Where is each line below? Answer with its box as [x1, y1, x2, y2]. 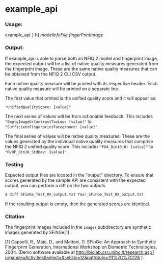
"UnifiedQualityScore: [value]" [5, 104, 71, 110]
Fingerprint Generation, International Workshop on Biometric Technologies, [5, 244, 157, 250]
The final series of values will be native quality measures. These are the [5, 133, 150, 139]
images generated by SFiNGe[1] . [5, 229, 72, 236]
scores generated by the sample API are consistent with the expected [5, 177, 146, 183]
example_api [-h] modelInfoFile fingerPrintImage [5, 32, 103, 38]
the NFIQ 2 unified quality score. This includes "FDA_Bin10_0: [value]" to [5, 144, 154, 149]
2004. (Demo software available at [5, 249, 75, 255]
